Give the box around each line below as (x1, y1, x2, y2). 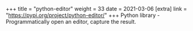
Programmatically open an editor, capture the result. (5, 18, 136, 25)
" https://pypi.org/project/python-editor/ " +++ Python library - (5, 12, 160, 19)
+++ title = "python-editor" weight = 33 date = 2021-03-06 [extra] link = (5, 5, 188, 12)
